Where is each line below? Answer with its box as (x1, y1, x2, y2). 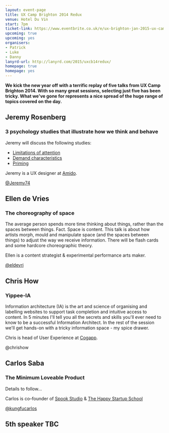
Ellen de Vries (5, 195, 49, 203)
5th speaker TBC (5, 420, 59, 428)
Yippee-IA (5, 292, 31, 299)
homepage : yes (5, 69, 35, 74)
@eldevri (5, 262, 24, 268)
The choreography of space (5, 210, 74, 216)
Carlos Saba (5, 359, 44, 368)
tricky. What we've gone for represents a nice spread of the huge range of (5, 93, 163, 99)
